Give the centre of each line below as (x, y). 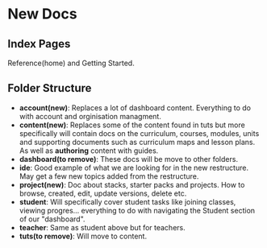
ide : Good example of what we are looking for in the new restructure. (134, 167)
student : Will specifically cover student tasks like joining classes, (127, 201)
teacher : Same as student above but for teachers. (102, 227)
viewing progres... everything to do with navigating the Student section (137, 210)
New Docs (42, 14)
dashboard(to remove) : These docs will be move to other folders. (129, 159)
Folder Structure (50, 88)
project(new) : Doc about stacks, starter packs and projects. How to (132, 184)
